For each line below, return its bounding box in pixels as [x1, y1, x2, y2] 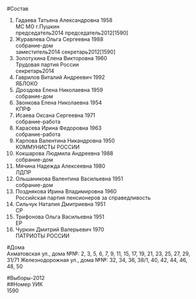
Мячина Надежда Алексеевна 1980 [15, 162, 106, 169]
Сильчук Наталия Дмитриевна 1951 [15, 201, 106, 208]
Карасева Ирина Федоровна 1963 [15, 125, 102, 131]
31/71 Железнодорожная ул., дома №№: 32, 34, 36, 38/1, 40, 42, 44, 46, [7, 257, 188, 263]
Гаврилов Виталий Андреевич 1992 [15, 74, 105, 81]
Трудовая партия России [15, 61, 79, 68]
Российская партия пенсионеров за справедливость [15, 194, 151, 201]
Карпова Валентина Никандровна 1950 [15, 137, 115, 144]
